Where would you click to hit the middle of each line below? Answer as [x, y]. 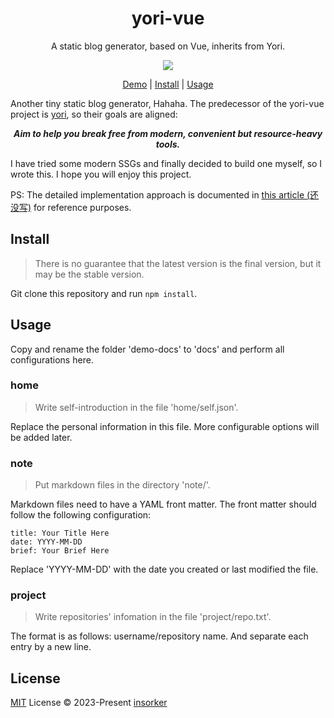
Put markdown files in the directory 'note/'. [122, 485]
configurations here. [52, 359]
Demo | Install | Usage [168, 84]
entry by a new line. [51, 647]
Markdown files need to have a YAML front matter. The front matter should [163, 504]
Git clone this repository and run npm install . [104, 293]
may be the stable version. [89, 274]
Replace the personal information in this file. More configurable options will [165, 426]
